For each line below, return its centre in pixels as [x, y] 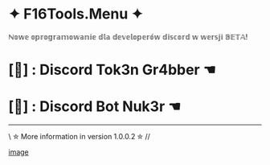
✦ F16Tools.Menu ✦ [76, 14]
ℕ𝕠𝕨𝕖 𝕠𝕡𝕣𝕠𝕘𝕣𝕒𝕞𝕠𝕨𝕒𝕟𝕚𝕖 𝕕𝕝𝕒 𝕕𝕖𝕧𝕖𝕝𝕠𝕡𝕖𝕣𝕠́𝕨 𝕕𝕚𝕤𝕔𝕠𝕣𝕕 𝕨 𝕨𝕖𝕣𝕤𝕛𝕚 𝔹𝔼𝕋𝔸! [128, 36]
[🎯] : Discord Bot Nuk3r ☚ [95, 107]
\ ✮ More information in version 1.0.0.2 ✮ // [80, 137]
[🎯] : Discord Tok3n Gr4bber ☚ [112, 70]
